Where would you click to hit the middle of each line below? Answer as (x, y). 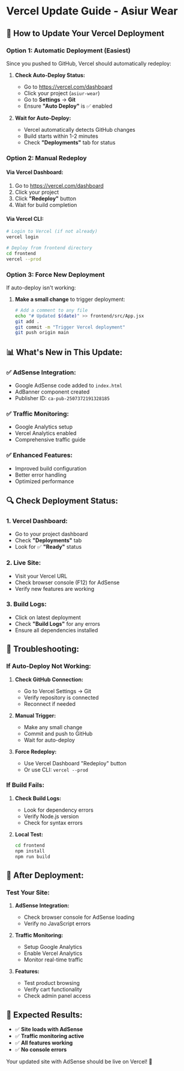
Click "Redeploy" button (46, 199)
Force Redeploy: (36, 752)
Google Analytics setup (44, 427)
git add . (27, 321)
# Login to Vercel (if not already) (52, 232)
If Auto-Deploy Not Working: (49, 666)
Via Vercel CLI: (25, 218)
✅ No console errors (41, 1049)
